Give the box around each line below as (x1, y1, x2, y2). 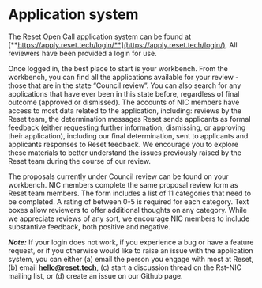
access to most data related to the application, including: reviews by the (8, 105, 242, 116)
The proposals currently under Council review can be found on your (8, 172, 229, 181)
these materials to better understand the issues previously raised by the (8, 148, 242, 157)
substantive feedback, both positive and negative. (8, 222, 171, 231)
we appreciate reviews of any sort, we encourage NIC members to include (8, 214, 250, 223)
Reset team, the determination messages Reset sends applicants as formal (8, 114, 251, 123)
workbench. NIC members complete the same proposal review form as (8, 180, 238, 189)
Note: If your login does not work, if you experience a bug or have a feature (8, 237, 254, 247)
